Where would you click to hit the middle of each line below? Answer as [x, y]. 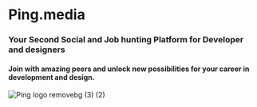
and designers [37, 50]
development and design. [51, 77]
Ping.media [47, 15]
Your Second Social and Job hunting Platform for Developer [126, 40]
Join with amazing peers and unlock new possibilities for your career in [129, 69]
